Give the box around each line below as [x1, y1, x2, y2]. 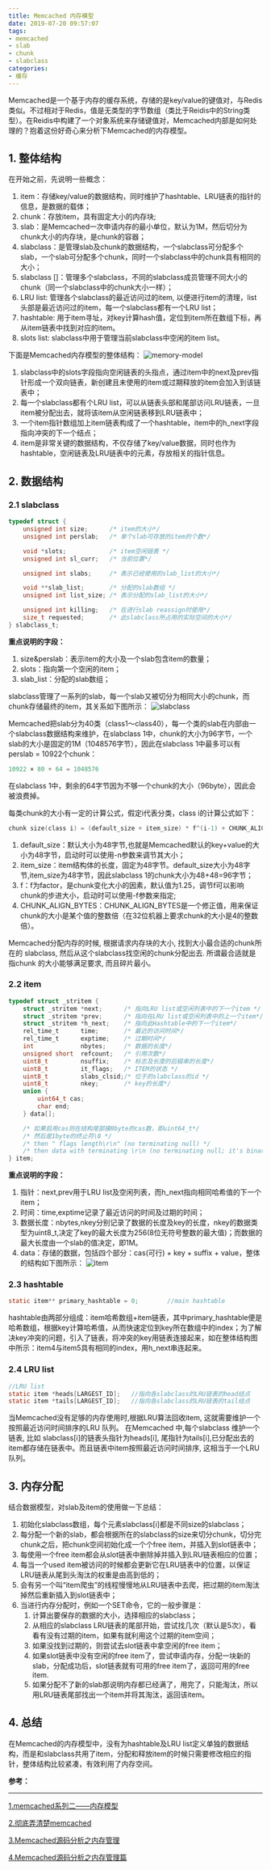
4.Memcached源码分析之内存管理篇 [8, 1852, 127, 1862]
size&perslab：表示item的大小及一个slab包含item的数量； [19, 654, 212, 663]
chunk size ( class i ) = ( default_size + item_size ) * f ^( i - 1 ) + [8, 824, 226, 832]
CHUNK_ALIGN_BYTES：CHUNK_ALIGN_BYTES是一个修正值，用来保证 [19, 900, 259, 910]
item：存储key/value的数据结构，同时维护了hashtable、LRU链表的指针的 [19, 192, 261, 201]
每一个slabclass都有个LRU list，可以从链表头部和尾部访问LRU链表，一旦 [19, 398, 261, 408]
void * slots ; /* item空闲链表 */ [23, 547, 170, 555]
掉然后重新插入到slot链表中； [19, 1590, 118, 1600]
